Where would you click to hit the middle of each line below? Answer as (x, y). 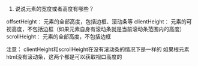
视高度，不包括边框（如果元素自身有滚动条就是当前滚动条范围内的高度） (95, 29)
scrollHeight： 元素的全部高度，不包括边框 (58, 37)
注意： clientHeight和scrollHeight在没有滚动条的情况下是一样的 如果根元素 (98, 49)
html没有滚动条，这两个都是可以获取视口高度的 (64, 57)
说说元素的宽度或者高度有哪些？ (54, 9)
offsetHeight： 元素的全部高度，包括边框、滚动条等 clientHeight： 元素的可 (99, 22)
